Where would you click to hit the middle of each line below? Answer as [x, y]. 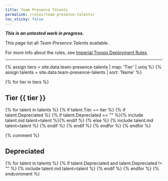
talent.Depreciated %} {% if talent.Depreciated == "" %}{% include [74, 115]
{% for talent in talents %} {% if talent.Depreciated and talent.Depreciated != [84, 163]
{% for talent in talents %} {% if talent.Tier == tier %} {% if [65, 110]
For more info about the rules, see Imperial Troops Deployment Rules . [77, 52]
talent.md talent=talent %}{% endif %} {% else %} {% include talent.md [79, 120]
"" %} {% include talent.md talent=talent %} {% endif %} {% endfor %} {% [82, 168]
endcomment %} [22, 174]
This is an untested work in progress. [44, 33]
